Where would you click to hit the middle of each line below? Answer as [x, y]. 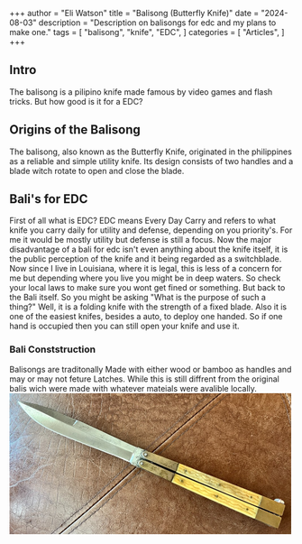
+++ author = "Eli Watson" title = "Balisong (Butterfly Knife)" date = [134, 13]
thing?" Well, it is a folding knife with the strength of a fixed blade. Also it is [148, 307]
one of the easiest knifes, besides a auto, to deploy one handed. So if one [146, 317]
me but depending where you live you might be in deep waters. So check [145, 278]
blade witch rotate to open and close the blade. [97, 171]
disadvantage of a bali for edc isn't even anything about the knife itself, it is [149, 249]
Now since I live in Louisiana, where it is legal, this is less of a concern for [146, 269]
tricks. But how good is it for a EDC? [76, 101]
